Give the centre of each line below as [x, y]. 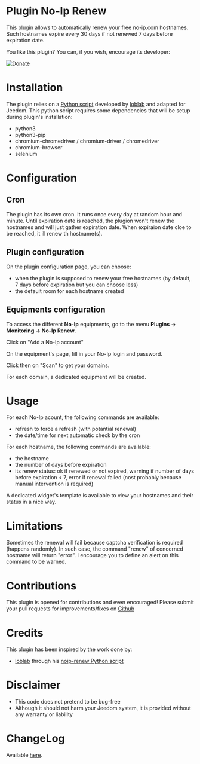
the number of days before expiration [61, 465]
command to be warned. [36, 562]
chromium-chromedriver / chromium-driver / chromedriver [87, 141]
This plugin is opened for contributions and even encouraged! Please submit [100, 603]
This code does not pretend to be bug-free [67, 702]
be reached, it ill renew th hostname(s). [54, 233]
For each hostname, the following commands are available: [79, 447]
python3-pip [30, 135]
